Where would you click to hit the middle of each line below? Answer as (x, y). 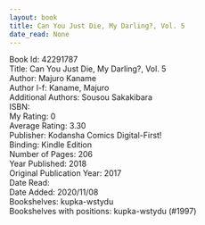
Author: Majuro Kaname (53, 79)
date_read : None (39, 34)
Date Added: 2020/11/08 (54, 192)
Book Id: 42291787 (44, 60)
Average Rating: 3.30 (48, 126)
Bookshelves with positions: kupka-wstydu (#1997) (103, 212)
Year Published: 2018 (48, 164)
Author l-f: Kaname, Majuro (59, 88)
